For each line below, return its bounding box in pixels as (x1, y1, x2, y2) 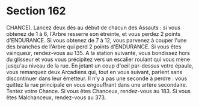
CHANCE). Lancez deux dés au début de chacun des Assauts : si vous (6, 24, 181, 31)
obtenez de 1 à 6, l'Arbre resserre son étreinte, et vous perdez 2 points (6, 30, 181, 37)
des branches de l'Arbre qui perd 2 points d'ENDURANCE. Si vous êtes (6, 43, 182, 50)
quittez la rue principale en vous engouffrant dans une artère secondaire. (6, 81, 188, 88)
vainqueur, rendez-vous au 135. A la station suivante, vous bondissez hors (6, 49, 191, 56)
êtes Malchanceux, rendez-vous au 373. (6, 94, 106, 101)
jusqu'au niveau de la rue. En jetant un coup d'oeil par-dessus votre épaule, (6, 62, 194, 69)
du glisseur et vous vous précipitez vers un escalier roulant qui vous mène (6, 56, 191, 63)
